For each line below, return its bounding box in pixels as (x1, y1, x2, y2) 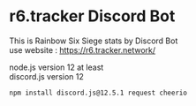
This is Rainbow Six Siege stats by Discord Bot (9, 35, 178, 46)
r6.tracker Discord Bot (9, 6, 176, 26)
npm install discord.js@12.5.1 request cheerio (9, 88, 188, 97)
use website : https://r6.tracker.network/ (9, 44, 156, 55)
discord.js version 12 (9, 71, 84, 81)
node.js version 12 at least (9, 62, 104, 72)
